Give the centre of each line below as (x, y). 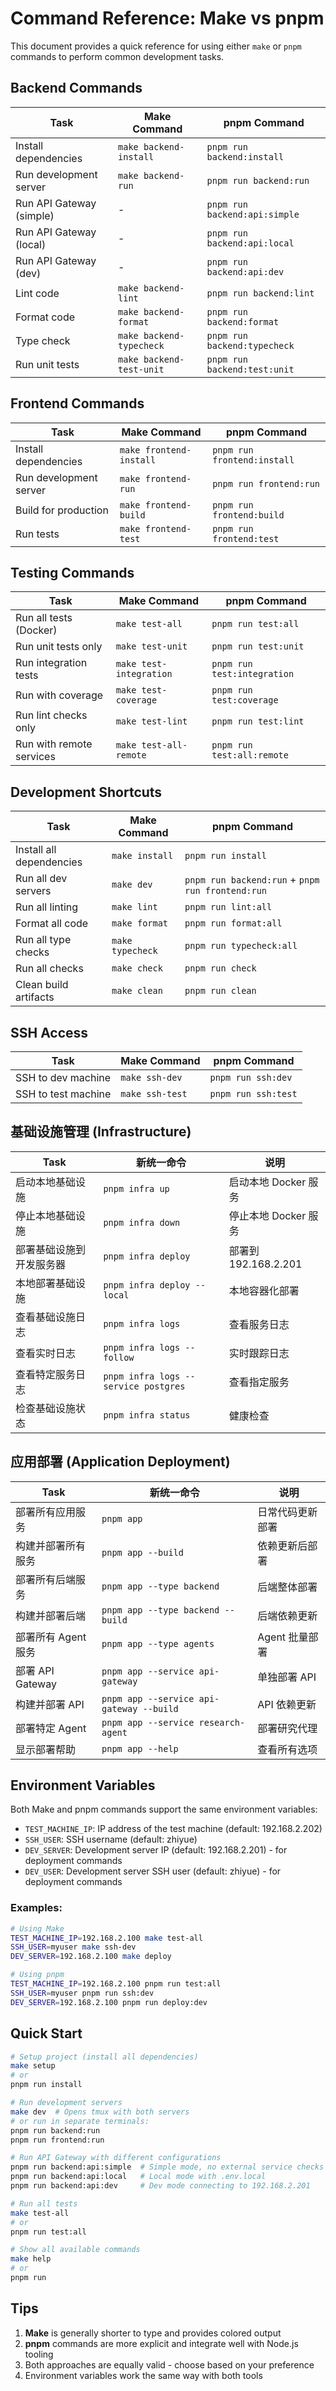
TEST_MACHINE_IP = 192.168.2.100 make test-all (106, 1938)
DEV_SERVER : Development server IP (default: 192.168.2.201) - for (156, 1850)
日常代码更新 (287, 1512)
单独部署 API (287, 1677)
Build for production (62, 510)
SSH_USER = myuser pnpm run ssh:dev (82, 1993)
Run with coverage (59, 695)
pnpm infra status (147, 1415)
